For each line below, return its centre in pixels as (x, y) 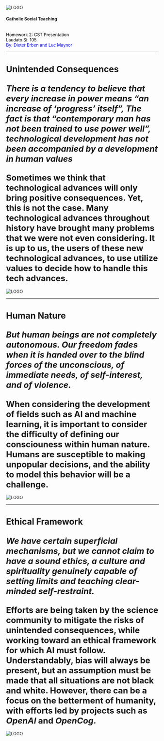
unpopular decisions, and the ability (78, 464)
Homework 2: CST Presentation (38, 35)
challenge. (27, 485)
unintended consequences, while (73, 630)
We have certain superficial (62, 541)
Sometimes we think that (56, 178)
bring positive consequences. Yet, (74, 198)
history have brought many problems (80, 228)
